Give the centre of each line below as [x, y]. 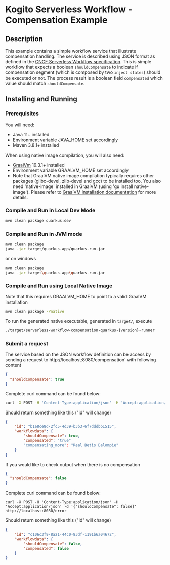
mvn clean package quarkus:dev [38, 221]
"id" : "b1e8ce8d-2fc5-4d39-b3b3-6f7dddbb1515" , [65, 427]
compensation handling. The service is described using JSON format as [80, 56]
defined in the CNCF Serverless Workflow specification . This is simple [78, 62]
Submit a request [27, 343]
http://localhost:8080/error [36, 511]
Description [24, 39]
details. [20, 197]
